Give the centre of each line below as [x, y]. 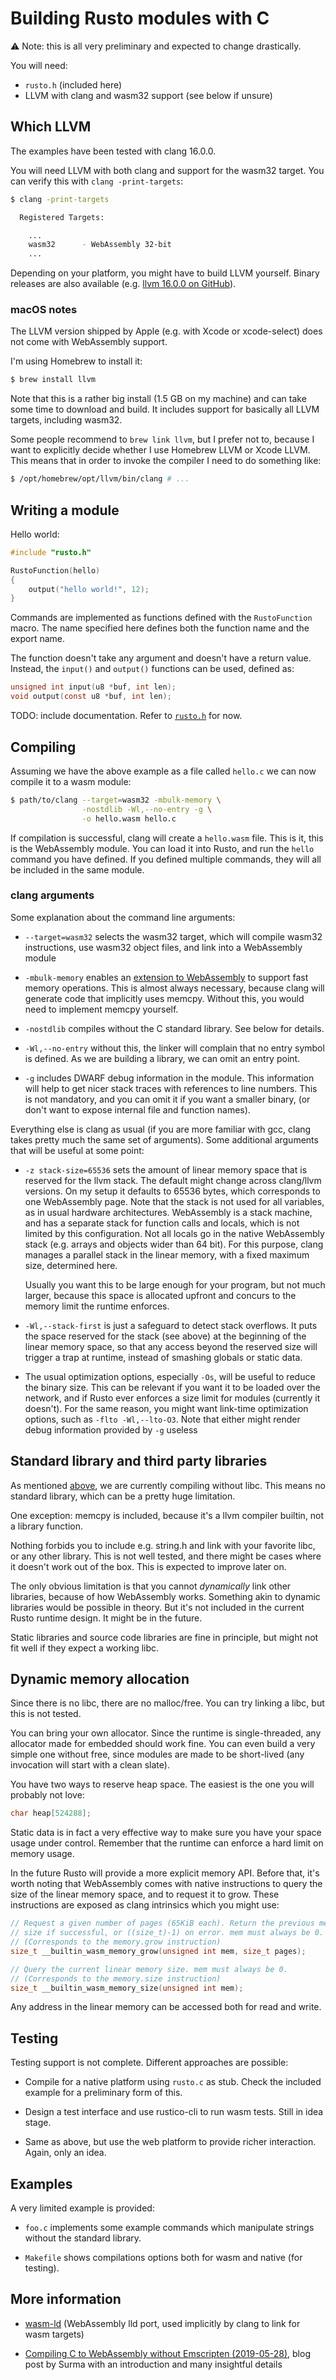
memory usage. [42, 1854]
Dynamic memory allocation [100, 1679]
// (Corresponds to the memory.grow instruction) [116, 1942]
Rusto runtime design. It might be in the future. [106, 1618]
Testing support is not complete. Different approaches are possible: [149, 2063]
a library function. [46, 1526]
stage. [38, 2123]
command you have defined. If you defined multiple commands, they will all [166, 859]
